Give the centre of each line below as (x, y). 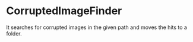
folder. (14, 33)
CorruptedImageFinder (64, 11)
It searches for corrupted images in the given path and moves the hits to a (96, 27)
